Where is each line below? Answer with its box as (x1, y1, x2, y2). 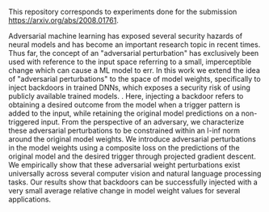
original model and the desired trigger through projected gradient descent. (8, 151, 256, 161)
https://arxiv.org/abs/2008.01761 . (8, 15, 120, 25)
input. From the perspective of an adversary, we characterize (40, 117, 245, 126)
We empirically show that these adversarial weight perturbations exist (8, 160, 241, 169)
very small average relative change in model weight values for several (8, 186, 241, 195)
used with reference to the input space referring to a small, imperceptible (8, 57, 252, 66)
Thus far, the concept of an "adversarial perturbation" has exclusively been (8, 49, 259, 57)
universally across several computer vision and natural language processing (8, 169, 262, 178)
